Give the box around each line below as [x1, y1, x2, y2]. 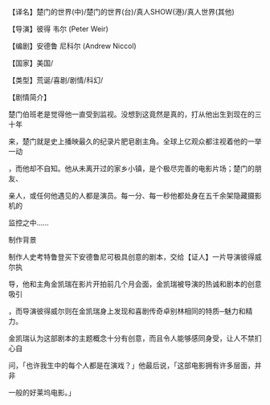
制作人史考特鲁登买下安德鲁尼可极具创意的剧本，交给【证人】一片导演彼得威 [8, 252, 262, 261]
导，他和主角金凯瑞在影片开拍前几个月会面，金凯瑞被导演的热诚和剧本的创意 [8, 280, 262, 288]
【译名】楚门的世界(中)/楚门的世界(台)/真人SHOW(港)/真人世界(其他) [8, 7, 235, 16]
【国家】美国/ [8, 59, 54, 67]
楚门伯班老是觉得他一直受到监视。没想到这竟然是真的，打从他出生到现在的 [8, 109, 255, 119]
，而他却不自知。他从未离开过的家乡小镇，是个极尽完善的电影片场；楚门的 [8, 164, 255, 173]
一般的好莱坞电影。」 [8, 388, 76, 397]
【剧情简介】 [8, 92, 51, 102]
